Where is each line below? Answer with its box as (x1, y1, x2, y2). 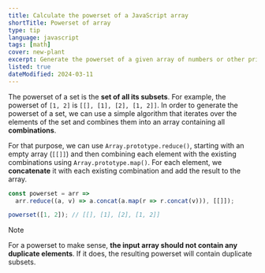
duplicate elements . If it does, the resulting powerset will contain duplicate (8, 249, 252, 259)
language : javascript (8, 33, 80, 42)
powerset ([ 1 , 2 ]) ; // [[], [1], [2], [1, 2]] (8, 211, 160, 219)
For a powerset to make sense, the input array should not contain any (8, 241, 238, 250)
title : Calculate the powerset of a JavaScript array (8, 11, 189, 20)
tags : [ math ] (8, 41, 51, 49)
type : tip (8, 26, 41, 34)
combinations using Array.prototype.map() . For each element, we (8, 157, 222, 166)
